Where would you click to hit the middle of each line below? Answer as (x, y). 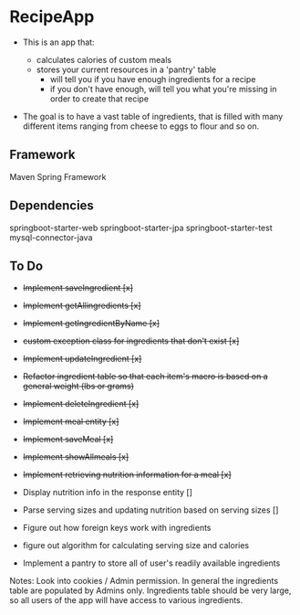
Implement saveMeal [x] (68, 440)
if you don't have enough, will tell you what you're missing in (163, 89)
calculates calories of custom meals (103, 59)
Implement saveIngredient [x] (78, 288)
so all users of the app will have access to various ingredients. (126, 600)
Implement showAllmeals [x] (76, 457)
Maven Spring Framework (58, 176)
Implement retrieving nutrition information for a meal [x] (127, 475)
